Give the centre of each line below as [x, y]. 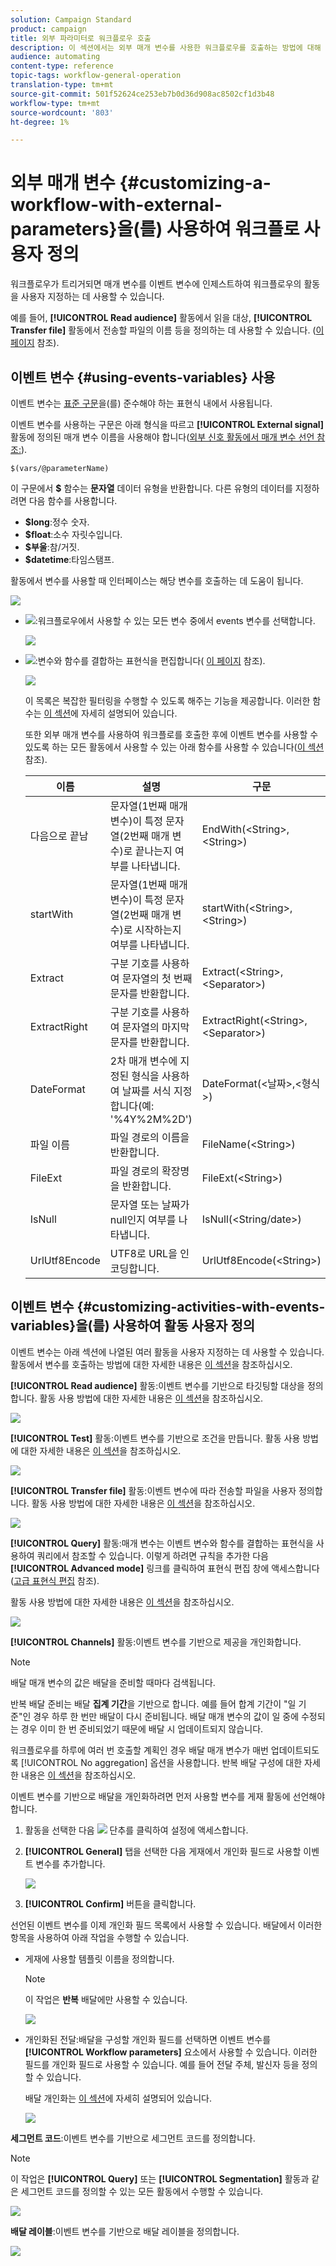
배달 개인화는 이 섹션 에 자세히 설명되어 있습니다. [118, 2098]
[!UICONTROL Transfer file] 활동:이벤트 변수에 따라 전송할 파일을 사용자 [153, 1490]
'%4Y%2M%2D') [151, 1119]
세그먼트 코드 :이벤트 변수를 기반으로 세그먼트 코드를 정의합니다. [133, 2138]
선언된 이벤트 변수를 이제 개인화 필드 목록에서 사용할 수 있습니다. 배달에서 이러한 [166, 1925]
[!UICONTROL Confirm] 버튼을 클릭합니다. [110, 1903]
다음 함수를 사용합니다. [73, 500]
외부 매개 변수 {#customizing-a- [141, 183]
